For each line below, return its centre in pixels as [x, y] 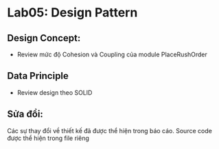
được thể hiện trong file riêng [48, 138]
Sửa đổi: [25, 114]
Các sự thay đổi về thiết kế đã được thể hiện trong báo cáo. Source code [110, 130]
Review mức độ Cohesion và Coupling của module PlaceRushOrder [112, 54]
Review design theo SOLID [55, 92]
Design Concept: [44, 38]
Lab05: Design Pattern [72, 13]
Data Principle [38, 76]
